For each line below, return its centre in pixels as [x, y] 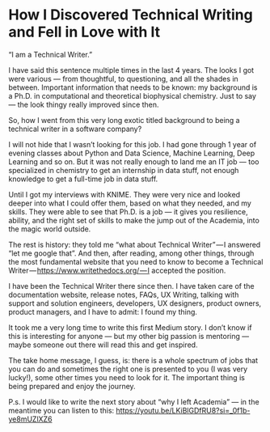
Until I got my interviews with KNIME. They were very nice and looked [124, 194]
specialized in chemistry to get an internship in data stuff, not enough [124, 170]
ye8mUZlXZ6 [30, 419]
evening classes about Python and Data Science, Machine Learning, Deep [132, 153]
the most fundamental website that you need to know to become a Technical [136, 261]
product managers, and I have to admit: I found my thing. [103, 311]
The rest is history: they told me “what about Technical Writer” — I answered [135, 244]
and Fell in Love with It [84, 32]
